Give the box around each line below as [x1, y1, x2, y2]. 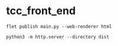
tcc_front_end [6, 4, 76, 18]
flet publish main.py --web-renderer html [6, 24, 112, 29]
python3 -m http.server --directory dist [6, 34, 110, 40]
